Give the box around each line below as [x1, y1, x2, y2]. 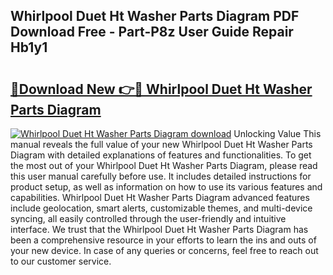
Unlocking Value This [233, 128, 322, 139]
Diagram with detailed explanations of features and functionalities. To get [10, 149, 312, 161]
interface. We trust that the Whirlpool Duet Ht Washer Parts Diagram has [10, 224, 309, 235]
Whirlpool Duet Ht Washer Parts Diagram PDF [10, 8, 300, 25]
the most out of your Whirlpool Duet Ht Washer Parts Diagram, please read [10, 160, 318, 171]
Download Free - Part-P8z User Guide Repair [10, 24, 294, 41]
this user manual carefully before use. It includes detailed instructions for [10, 170, 312, 182]
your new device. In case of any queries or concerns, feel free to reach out [10, 245, 319, 256]
